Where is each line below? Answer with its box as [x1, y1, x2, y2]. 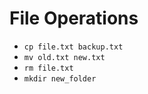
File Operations [9, 7, 139, 30]
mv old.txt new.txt [23, 52, 106, 62]
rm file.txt [23, 63, 74, 73]
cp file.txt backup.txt [23, 42, 124, 52]
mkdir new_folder [23, 73, 97, 84]
